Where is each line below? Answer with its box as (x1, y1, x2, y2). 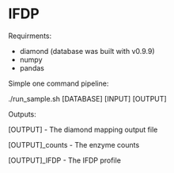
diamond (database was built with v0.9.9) (19, 46, 155, 56)
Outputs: (8, 109, 37, 119)
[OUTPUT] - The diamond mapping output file (8, 125, 158, 134)
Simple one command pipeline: (8, 79, 109, 88)
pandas (19, 63, 45, 72)
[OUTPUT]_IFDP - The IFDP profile (8, 156, 121, 165)
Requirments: (8, 31, 52, 40)
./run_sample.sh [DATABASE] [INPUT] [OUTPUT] (8, 94, 168, 103)
